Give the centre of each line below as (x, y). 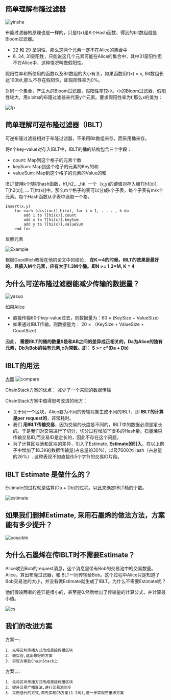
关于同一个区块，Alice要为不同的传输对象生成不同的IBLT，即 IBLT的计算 (88, 412)
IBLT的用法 (22, 366)
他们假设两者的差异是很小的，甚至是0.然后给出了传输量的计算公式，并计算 (83, 592)
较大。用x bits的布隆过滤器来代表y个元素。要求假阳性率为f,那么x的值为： (86, 97)
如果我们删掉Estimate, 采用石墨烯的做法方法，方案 (85, 515)
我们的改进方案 (29, 626)
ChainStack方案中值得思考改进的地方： (46, 401)
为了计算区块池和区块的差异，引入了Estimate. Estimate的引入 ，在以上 (86, 444)
